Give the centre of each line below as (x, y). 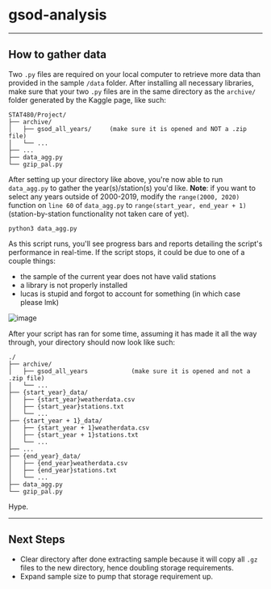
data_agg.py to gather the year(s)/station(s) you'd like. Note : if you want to (132, 188)
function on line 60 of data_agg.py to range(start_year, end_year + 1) (127, 205)
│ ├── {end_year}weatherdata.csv (68, 463)
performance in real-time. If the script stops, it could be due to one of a (127, 252)
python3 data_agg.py (43, 228)
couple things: (32, 261)
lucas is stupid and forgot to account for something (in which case (130, 294)
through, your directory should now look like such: (92, 342)
